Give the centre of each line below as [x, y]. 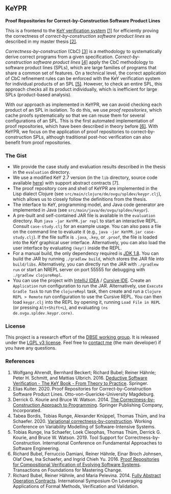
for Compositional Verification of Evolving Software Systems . [77, 464]
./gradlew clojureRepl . [38, 275]
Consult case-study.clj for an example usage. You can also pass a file [87, 226]
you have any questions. [31, 348]
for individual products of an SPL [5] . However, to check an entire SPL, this [84, 84]
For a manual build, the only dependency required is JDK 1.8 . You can [86, 253]
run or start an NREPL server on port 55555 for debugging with [79, 270]
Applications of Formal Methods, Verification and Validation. [76, 486]
